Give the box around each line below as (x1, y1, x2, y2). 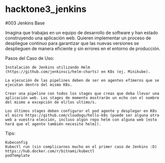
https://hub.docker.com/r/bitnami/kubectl (5, 149, 95, 154)
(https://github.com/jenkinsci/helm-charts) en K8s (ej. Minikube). (5, 69, 151, 74)
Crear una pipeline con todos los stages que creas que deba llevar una (5, 91, 160, 96)
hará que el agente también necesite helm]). (5, 121, 101, 127)
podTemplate (5, 153, 30, 158)
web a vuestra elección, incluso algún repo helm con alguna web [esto (5, 117, 157, 122)
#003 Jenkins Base (5, 20, 45, 26)
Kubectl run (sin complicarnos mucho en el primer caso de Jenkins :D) (5, 144, 157, 149)
